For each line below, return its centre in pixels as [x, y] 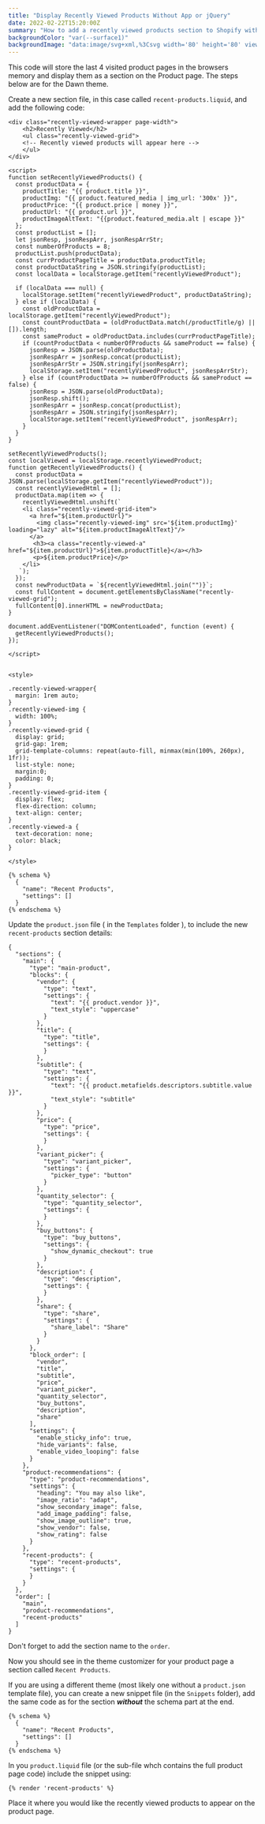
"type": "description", [82, 1279]
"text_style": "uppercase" [95, 1010]
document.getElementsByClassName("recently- [160, 592]
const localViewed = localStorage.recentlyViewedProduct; [105, 461]
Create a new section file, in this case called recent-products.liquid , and [127, 99]
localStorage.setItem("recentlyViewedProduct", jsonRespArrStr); [138, 371]
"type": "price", [72, 1127]
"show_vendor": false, [74, 1528]
